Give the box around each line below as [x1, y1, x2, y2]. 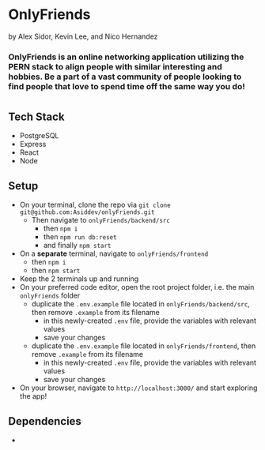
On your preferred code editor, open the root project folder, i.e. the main [19, 283, 255, 292]
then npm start [31, 266, 81, 276]
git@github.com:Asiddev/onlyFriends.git [19, 208, 155, 216]
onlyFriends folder [19, 291, 81, 301]
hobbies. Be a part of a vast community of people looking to [8, 71, 242, 82]
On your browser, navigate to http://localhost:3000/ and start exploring [19, 383, 258, 392]
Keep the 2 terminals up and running [19, 274, 139, 283]
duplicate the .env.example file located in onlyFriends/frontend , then [31, 341, 256, 351]
